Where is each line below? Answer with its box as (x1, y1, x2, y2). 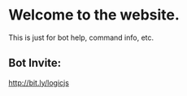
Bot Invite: (8, 56, 62, 70)
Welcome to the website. (8, 6, 180, 24)
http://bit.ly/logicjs (8, 77, 69, 87)
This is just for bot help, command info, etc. (8, 33, 154, 42)
